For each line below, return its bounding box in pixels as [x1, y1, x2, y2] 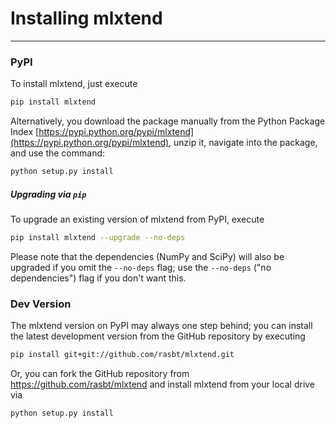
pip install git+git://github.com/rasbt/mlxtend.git [10, 350, 235, 360]
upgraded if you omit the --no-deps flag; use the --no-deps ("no [10, 261, 272, 273]
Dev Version [10, 297, 72, 311]
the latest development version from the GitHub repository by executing [10, 330, 306, 342]
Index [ [10, 126, 40, 138]
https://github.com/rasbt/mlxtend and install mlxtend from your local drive [10, 378, 316, 390]
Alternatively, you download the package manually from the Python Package [10, 115, 326, 127]
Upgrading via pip [10, 188, 87, 200]
